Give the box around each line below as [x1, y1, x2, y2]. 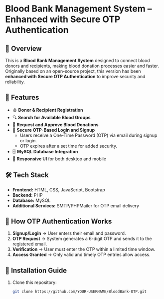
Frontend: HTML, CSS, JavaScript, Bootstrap [12, 186, 106, 193]
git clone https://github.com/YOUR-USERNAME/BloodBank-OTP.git [12, 289, 147, 294]
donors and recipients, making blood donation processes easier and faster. [5, 63, 160, 69]
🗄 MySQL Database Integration [12, 148, 78, 154]
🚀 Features [5, 93, 39, 102]
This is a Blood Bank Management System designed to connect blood [5, 58, 151, 63]
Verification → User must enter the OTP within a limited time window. [12, 246, 156, 252]
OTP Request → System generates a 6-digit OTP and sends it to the [12, 236, 152, 242]
